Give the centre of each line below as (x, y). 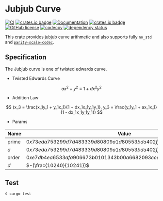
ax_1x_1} (149, 107)
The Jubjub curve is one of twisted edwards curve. (56, 69)
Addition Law (25, 98)
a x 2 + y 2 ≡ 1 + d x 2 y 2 (81, 88)
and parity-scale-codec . (30, 42)
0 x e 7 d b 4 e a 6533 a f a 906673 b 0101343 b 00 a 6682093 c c (91, 157)
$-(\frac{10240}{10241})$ (58, 166)
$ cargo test (18, 194)
